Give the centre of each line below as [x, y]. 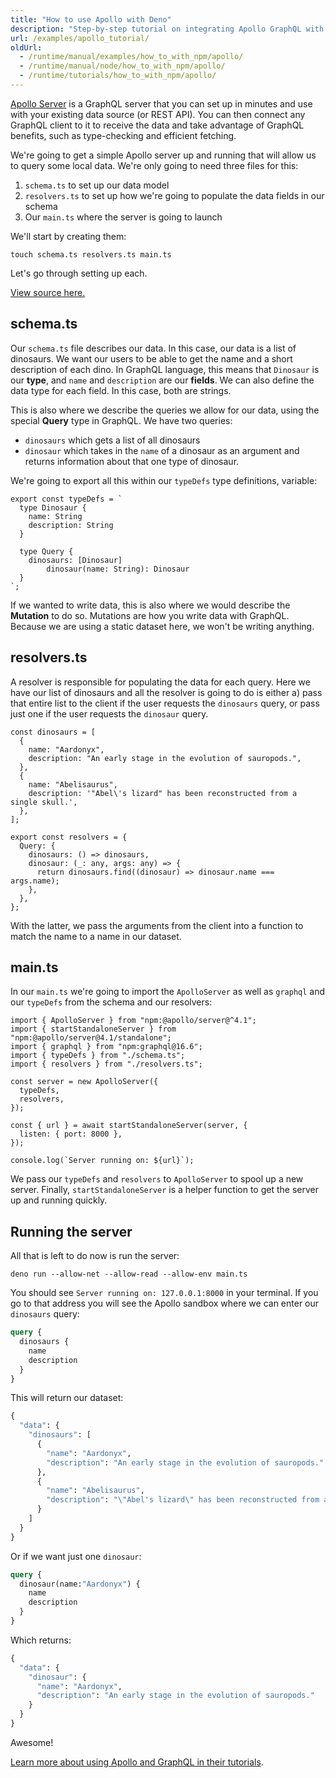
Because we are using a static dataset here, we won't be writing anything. [162, 626]
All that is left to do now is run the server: [95, 1256]
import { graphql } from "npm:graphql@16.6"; [106, 1047]
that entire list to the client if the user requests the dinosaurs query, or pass [165, 703]
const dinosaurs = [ [53, 732]
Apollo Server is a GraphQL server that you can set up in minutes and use [161, 103]
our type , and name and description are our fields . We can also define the [162, 380]
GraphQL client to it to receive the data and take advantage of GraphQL [157, 125]
